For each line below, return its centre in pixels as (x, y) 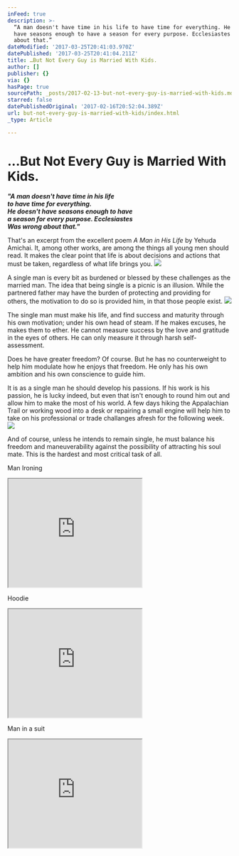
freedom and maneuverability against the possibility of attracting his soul (114, 446)
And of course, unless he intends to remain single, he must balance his (111, 439)
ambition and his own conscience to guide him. (76, 374)
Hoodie (18, 598)
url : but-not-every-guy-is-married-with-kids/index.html (94, 113)
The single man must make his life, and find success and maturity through (116, 315)
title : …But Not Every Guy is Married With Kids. (83, 60)
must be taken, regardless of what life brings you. (80, 263)
